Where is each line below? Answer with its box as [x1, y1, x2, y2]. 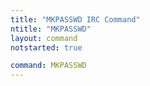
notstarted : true [10, 42, 83, 53]
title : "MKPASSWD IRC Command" [10, 14, 141, 25]
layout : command [10, 33, 78, 43]
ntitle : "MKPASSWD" [10, 24, 92, 34]
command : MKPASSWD [10, 61, 87, 71]
